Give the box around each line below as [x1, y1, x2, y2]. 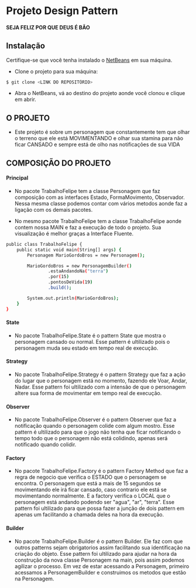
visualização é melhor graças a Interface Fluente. [14, 230, 133, 237]
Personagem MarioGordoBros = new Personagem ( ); [27, 252, 145, 258]
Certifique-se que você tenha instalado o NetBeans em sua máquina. [6, 56, 173, 63]
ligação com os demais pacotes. [14, 206, 93, 213]
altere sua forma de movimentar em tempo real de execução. [14, 389, 162, 397]
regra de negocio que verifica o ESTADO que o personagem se [14, 474, 167, 481]
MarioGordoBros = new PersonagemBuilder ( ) [27, 263, 132, 269]
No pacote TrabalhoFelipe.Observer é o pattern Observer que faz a [14, 416, 177, 423]
